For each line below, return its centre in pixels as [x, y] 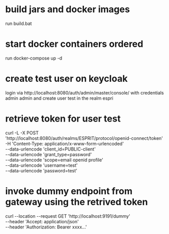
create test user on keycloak [67, 79]
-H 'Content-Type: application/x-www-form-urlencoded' [65, 143]
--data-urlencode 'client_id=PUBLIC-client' [50, 149]
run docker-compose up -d [34, 58]
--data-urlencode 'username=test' [41, 165]
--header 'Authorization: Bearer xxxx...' [46, 227]
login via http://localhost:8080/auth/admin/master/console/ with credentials [84, 93]
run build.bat [19, 23]
